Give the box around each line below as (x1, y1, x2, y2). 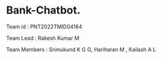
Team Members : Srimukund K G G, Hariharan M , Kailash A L (6, 45, 157, 53)
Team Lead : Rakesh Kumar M (6, 34, 79, 41)
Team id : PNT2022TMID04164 (6, 23, 82, 30)
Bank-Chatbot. (6, 4, 81, 17)
